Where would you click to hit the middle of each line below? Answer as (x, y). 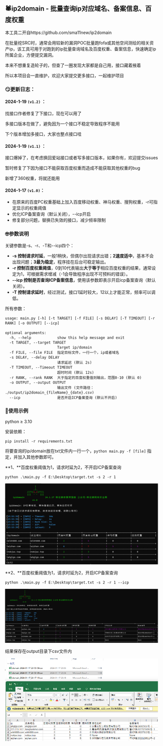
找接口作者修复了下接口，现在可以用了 (43, 113)
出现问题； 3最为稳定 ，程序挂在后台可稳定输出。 (60, 262)
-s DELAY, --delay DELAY (34, 357)
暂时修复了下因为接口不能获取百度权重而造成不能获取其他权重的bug (73, 168)
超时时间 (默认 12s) (76, 372)
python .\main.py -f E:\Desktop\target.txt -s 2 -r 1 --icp (67, 583)
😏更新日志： (20, 89)
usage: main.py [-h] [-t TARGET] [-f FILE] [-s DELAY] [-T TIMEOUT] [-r (80, 318)
